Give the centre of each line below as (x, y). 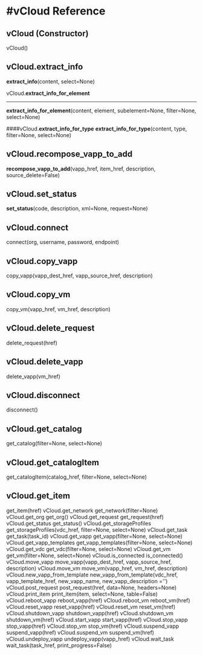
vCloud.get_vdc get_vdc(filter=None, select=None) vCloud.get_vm (89, 549)
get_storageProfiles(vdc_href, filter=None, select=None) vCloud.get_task (97, 529)
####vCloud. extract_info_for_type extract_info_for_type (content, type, (97, 129)
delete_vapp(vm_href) (33, 376)
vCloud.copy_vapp (42, 261)
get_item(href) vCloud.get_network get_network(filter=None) (82, 510)
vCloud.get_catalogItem (53, 463)
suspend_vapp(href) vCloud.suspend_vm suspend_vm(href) (80, 632)
